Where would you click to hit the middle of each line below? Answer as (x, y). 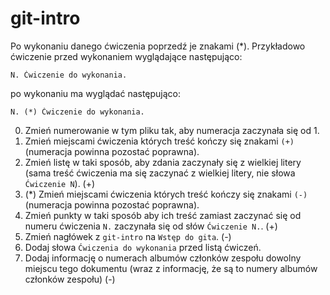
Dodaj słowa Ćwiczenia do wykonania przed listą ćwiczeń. (143, 247)
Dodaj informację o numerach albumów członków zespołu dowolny (163, 258)
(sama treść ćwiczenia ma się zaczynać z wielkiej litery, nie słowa (160, 173)
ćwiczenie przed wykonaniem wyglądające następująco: (126, 56)
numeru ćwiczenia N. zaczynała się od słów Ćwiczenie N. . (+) (151, 226)
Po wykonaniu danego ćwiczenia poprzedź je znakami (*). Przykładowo (158, 46)
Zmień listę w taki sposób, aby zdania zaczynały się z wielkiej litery (163, 162)
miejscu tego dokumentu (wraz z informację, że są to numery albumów (171, 268)
